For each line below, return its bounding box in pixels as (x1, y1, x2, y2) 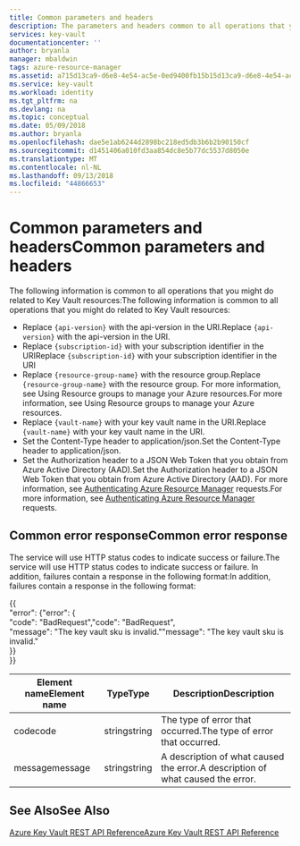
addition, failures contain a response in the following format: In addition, (9, 571, 271, 581)
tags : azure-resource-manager (9, 63, 122, 72)
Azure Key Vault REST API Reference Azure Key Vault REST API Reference (9, 826, 279, 837)
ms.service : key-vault (9, 80, 94, 89)
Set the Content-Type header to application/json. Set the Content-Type (21, 436, 281, 447)
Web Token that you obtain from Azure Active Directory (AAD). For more (21, 474, 288, 485)
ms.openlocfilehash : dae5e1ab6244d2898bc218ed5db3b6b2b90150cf (9, 138, 250, 147)
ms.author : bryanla (9, 130, 82, 139)
